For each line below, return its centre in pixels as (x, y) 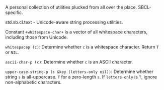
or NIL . (12, 52)
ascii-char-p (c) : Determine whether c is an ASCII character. (69, 62)
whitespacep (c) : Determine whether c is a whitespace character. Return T (82, 47)
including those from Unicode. (36, 37)
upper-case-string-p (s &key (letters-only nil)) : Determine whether (79, 71)
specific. (14, 12)
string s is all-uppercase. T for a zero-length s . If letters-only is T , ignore (81, 77)
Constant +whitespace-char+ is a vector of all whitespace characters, (76, 32)
